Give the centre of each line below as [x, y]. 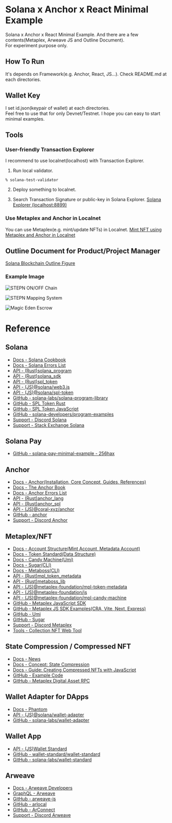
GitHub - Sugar [29, 620]
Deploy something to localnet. [44, 190]
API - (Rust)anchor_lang [38, 498]
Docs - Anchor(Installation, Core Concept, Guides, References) [79, 482]
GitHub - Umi [27, 614]
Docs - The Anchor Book [39, 487]
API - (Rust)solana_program [42, 370]
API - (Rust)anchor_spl [36, 504]
